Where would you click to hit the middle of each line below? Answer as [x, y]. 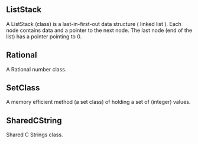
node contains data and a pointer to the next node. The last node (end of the [99, 30]
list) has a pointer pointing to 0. [44, 36]
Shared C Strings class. [35, 135]
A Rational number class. [36, 69]
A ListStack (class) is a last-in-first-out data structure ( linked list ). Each [94, 24]
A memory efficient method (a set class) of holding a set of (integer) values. [98, 102]
